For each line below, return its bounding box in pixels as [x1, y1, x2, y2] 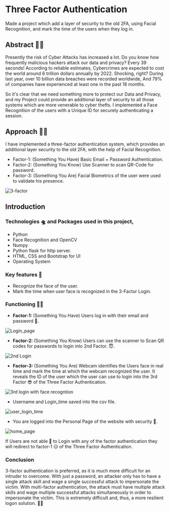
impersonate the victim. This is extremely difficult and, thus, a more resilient [5, 495, 164, 501]
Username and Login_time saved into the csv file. [12, 399, 116, 405]
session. [5, 112, 23, 119]
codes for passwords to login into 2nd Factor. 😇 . [12, 343, 115, 349]
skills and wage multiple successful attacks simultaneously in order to [5, 490, 151, 496]
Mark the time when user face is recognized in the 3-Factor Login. [12, 288, 151, 294]
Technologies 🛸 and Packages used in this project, [5, 218, 134, 225]
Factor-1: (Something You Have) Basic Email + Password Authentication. [12, 156, 163, 162]
